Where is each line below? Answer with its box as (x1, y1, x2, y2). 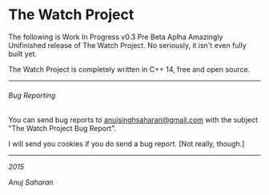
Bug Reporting (8, 90, 56, 100)
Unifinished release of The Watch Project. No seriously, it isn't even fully (8, 40, 247, 50)
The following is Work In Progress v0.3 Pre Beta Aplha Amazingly (8, 32, 223, 42)
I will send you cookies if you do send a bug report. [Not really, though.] (8, 139, 245, 149)
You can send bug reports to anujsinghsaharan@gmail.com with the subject (8, 115, 259, 125)
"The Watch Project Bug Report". (8, 124, 117, 133)
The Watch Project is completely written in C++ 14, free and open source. (8, 64, 251, 74)
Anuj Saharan (8, 177, 54, 187)
